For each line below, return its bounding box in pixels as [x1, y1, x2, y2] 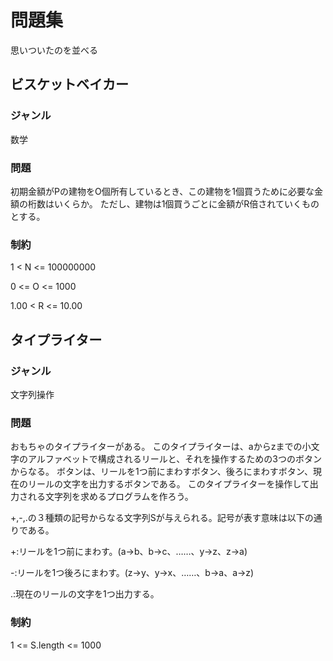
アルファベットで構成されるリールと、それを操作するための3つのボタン [27, 453, 322, 465]
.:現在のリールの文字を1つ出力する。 [10, 588, 160, 600]
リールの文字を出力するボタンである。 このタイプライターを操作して [27, 478, 310, 490]
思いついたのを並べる [10, 44, 98, 56]
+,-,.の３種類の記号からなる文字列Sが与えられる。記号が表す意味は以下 [10, 512, 305, 524]
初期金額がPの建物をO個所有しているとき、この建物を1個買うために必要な [10, 185, 315, 197]
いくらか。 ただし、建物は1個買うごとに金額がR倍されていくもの [53, 197, 320, 210]
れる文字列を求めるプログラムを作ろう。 [27, 491, 194, 503]
